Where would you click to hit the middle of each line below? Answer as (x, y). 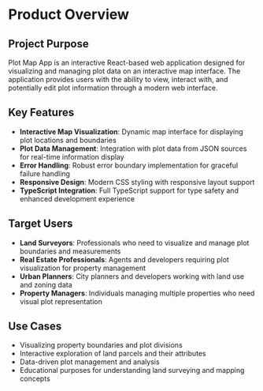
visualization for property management (83, 268)
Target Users (41, 224)
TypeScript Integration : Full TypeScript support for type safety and (129, 190)
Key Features (41, 113)
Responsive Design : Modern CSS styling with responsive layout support (137, 182)
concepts (35, 379)
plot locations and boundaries (68, 140)
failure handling (45, 173)
